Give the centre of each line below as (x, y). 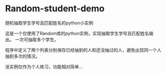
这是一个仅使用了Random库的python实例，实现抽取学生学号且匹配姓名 (77, 33)
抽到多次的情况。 (23, 56)
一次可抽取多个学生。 (36, 39)
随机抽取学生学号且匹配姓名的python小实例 (49, 23)
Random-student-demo (55, 9)
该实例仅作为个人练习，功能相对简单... (44, 67)
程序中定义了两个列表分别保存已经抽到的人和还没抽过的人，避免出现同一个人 (83, 50)
